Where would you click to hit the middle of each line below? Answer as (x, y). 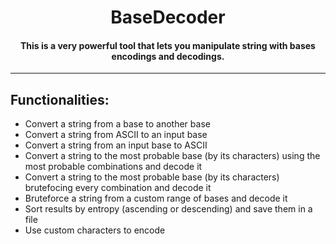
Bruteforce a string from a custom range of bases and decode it (156, 198)
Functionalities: (60, 99)
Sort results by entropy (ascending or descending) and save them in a (168, 209)
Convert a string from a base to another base (117, 124)
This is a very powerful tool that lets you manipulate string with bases (168, 45)
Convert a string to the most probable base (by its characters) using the (172, 156)
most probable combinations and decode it (113, 167)
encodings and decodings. (168, 56)
